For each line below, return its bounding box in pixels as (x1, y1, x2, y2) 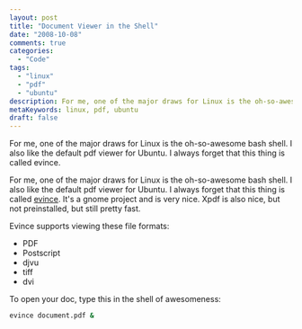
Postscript (22, 248, 61, 259)
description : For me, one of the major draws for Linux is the (9, 96, 252, 106)
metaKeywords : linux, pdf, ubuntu (9, 105, 139, 114)
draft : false (9, 113, 58, 122)
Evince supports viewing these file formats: (9, 221, 170, 232)
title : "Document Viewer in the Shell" (9, 22, 159, 31)
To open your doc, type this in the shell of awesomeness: (9, 294, 222, 305)
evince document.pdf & (9, 311, 94, 320)
